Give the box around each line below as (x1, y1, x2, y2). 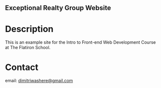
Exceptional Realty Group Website (5, 4, 111, 12)
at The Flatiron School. (5, 45, 51, 51)
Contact (5, 62, 39, 72)
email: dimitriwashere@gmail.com (5, 78, 73, 84)
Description (5, 23, 54, 35)
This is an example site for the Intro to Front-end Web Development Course (5, 39, 156, 45)
